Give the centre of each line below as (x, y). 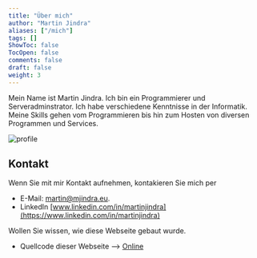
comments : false (35, 61)
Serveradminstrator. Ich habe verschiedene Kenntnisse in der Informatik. (128, 106)
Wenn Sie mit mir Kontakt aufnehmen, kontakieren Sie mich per (112, 183)
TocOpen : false (34, 53)
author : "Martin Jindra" (50, 23)
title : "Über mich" (41, 16)
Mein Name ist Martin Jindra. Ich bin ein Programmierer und (107, 97)
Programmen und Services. (53, 123)
